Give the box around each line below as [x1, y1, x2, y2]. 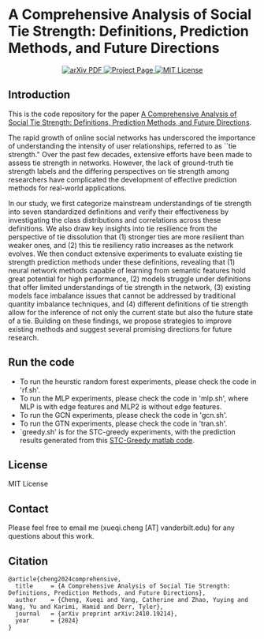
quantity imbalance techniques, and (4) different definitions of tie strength [8, 299, 249, 309]
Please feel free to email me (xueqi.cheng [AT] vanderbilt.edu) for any [8, 523, 235, 532]
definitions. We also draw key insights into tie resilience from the [8, 224, 218, 233]
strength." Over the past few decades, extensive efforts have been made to [8, 149, 252, 159]
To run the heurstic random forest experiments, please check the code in [19, 377, 257, 386]
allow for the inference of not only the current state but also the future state [8, 307, 254, 317]
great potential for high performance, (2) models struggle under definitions [8, 274, 251, 284]
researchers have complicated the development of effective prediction [8, 175, 237, 184]
